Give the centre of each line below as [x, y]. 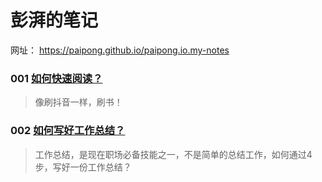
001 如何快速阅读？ [56, 78]
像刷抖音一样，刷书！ [78, 102]
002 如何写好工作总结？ [68, 131]
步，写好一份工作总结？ [83, 167]
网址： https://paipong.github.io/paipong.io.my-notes [120, 50]
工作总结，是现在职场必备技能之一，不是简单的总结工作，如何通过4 [173, 154]
